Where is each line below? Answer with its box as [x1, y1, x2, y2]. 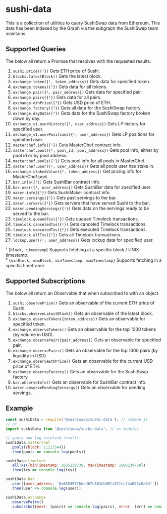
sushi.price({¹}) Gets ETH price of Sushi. [12, 68, 100, 74]
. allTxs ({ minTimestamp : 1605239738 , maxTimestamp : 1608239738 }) [10, 463, 146, 468]
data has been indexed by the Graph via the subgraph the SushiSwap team [5, 25, 159, 31]
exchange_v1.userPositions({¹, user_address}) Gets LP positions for [12, 131, 155, 137]
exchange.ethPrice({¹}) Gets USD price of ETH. [12, 100, 111, 105]
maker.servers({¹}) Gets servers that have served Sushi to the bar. [12, 200, 150, 206]
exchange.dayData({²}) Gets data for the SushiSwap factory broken [12, 110, 151, 116]
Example [5, 404, 33, 412]
